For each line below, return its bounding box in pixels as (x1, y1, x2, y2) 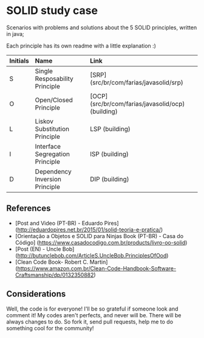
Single (35, 66, 53, 75)
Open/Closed (35, 96, 73, 104)
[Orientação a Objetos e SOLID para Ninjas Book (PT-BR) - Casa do (15, 232, 184, 239)
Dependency (35, 167, 72, 175)
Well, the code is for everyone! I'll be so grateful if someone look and (6, 305, 178, 312)
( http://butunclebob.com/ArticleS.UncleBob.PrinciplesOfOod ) (15, 252, 169, 259)
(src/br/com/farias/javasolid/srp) (90, 78, 183, 86)
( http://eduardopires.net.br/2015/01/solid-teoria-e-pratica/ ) (15, 226, 163, 233)
